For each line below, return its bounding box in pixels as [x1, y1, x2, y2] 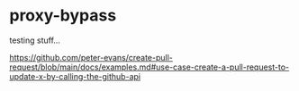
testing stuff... [9, 35, 61, 45]
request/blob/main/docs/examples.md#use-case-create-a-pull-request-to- [9, 62, 290, 72]
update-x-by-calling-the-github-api [9, 70, 141, 81]
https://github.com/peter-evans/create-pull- [9, 52, 174, 62]
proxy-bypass [9, 5, 117, 26]
